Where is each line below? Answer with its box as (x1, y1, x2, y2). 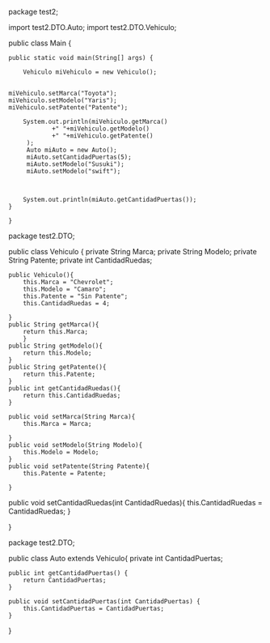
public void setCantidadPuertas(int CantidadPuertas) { (8, 598, 200, 606)
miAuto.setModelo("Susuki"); (26, 160, 125, 168)
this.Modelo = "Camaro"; (23, 285, 107, 293)
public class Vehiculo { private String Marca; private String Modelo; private (8, 247, 257, 256)
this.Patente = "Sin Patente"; (23, 292, 129, 300)
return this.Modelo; (23, 349, 92, 357)
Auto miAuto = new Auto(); (26, 146, 117, 154)
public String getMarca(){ (8, 321, 99, 329)
